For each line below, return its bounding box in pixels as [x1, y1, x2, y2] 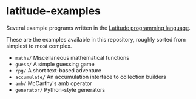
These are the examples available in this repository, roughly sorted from [6, 36, 186, 43]
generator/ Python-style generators [15, 86, 105, 93]
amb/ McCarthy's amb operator [15, 80, 92, 87]
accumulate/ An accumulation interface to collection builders [15, 73, 167, 80]
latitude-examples [6, 4, 101, 18]
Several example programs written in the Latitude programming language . [6, 24, 191, 31]
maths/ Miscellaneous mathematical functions [15, 54, 129, 61]
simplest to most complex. [6, 42, 72, 49]
